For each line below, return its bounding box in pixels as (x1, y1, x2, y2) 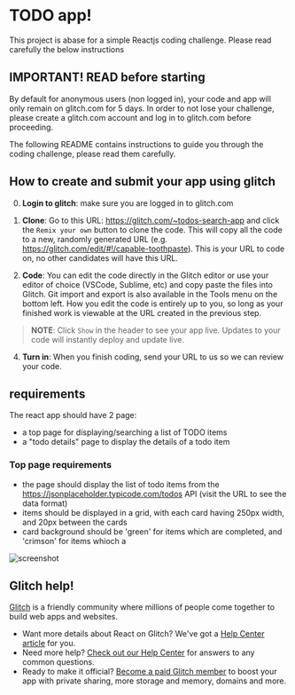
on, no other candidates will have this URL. (21, 252, 179, 263)
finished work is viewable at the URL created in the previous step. (21, 307, 262, 318)
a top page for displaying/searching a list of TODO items (21, 427, 228, 438)
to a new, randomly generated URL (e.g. (21, 233, 168, 244)
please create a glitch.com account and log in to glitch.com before (9, 112, 252, 122)
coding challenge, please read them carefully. (9, 148, 176, 159)
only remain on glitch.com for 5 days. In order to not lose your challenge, (9, 103, 275, 114)
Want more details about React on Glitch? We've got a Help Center (21, 628, 265, 639)
